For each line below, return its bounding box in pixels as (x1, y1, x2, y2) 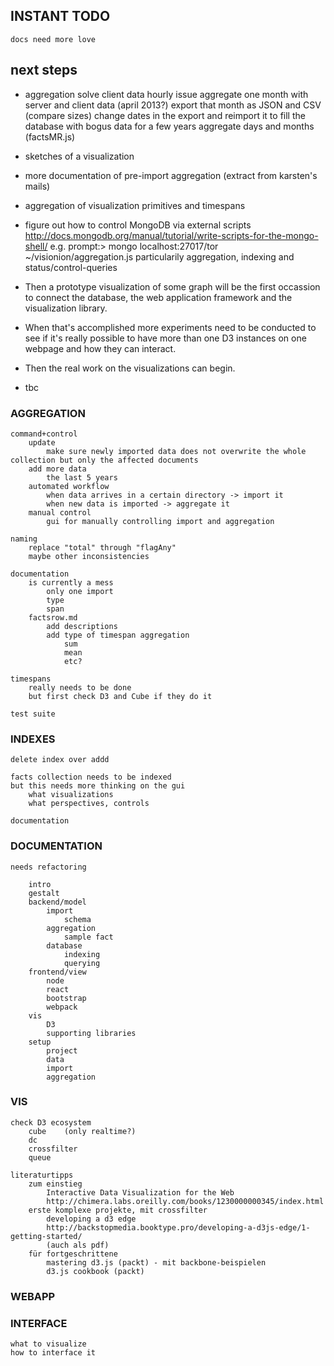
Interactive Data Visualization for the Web (46, 1187, 235, 1198)
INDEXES (10, 732, 56, 746)
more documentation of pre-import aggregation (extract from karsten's (24, 169, 318, 181)
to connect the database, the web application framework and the (24, 291, 293, 303)
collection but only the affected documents (10, 455, 199, 465)
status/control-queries (24, 261, 118, 273)
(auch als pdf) (46, 1240, 110, 1250)
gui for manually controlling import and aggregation (46, 516, 275, 526)
